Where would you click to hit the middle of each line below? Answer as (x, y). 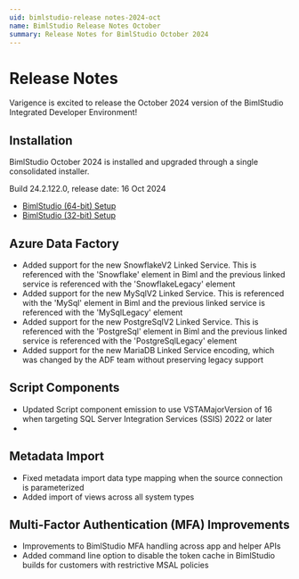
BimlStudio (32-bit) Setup (69, 216)
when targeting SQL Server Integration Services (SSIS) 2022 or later (147, 418)
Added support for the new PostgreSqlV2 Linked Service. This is (140, 321)
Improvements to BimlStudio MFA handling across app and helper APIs (151, 546)
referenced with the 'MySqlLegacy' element (102, 312)
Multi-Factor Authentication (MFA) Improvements (149, 524)
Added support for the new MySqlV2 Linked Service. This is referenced (153, 293)
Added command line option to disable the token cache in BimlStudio (149, 556)
